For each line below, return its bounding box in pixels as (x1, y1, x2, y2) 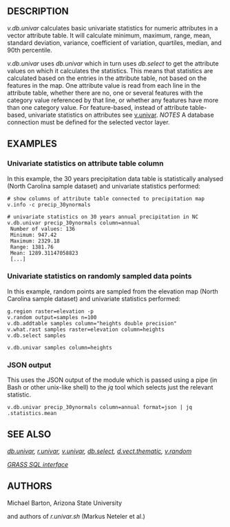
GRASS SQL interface (7, 460, 69, 468)
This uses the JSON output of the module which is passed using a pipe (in (7, 376, 218, 384)
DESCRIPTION (7, 6, 69, 17)
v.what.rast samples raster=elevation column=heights (7, 326, 165, 333)
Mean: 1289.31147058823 (10, 249, 79, 256)
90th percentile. (7, 46, 53, 54)
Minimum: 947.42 (10, 231, 57, 238)
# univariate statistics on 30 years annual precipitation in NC (7, 213, 198, 220)
